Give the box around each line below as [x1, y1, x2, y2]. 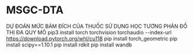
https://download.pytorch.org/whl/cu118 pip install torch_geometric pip [6, 35, 178, 42]
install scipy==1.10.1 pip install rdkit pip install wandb [6, 41, 132, 48]
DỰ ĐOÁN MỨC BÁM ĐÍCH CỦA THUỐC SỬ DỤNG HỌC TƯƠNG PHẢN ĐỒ [6, 23, 188, 30]
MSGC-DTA [6, 3, 64, 17]
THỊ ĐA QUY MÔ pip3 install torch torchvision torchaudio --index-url [6, 28, 172, 35]
